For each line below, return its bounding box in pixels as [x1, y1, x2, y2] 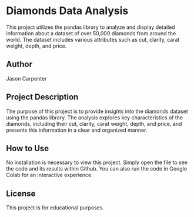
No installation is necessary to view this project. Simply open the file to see [6, 159, 188, 166]
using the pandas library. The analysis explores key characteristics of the [6, 113, 183, 121]
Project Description [6, 92, 79, 102]
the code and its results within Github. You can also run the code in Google [6, 165, 187, 172]
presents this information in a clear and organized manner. [6, 126, 148, 133]
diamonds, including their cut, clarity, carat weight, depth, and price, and [6, 120, 182, 127]
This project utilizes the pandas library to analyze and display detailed [6, 24, 175, 31]
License [6, 188, 36, 198]
